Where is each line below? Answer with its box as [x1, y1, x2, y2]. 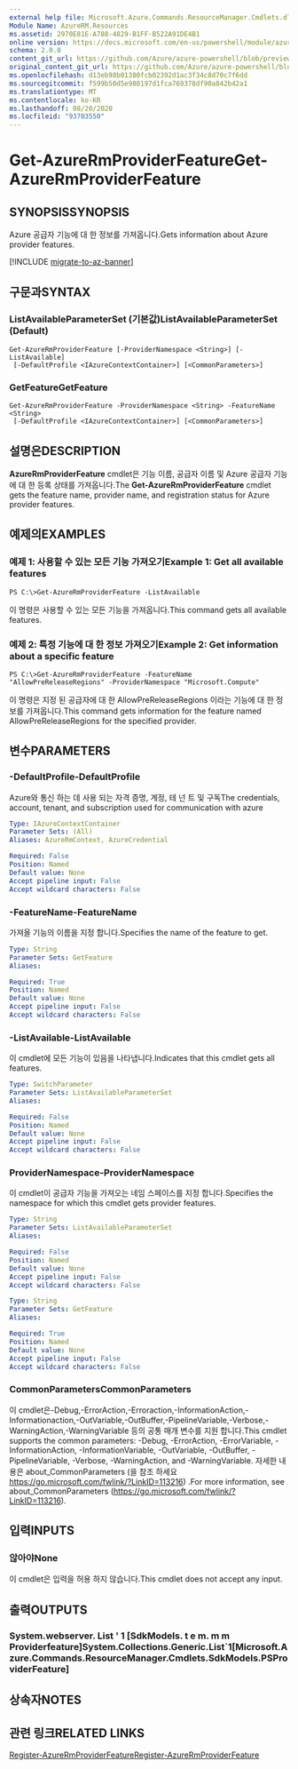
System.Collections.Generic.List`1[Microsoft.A [82, 1640, 288, 1653]
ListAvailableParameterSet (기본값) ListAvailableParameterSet [9, 313, 278, 325]
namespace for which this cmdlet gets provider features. [9, 1198, 216, 1208]
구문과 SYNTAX [9, 284, 91, 299]
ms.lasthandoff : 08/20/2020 [9, 104, 114, 113]
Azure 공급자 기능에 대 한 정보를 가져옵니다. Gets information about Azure [9, 229, 269, 240]
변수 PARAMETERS [9, 744, 111, 759]
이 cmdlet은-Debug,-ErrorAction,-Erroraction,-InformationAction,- [9, 1405, 249, 1415]
